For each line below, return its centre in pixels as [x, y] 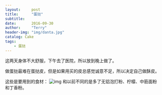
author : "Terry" [26, 28]
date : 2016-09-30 [29, 23]
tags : [11, 42]
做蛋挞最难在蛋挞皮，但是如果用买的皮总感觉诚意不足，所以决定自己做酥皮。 [82, 71]
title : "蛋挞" [24, 14]
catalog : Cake [20, 37]
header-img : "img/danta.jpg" [35, 32]
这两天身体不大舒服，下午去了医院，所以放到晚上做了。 [61, 60]
